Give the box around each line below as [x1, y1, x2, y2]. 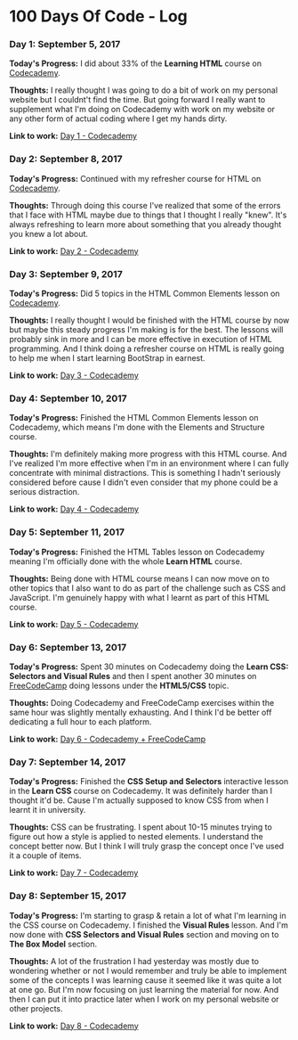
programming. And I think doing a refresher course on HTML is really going [9, 343, 285, 354]
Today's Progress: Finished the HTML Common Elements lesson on [9, 413, 259, 423]
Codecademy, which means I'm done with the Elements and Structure [9, 422, 265, 433]
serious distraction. [9, 487, 80, 497]
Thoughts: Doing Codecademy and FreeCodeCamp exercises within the [9, 697, 275, 708]
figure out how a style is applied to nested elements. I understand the [9, 831, 264, 842]
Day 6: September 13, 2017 [9, 641, 127, 653]
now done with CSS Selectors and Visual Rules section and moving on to [9, 929, 279, 939]
